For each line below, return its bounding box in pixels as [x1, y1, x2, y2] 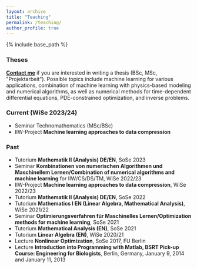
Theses [6, 56, 28, 64]
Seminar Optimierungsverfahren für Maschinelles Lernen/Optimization [14, 213, 192, 220]
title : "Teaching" [6, 14, 51, 20]
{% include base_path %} [6, 41, 68, 48]
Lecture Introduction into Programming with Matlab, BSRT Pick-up [14, 244, 179, 251]
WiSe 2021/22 [14, 206, 49, 213]
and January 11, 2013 [14, 256, 66, 263]
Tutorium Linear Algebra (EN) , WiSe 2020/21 [14, 231, 124, 238]
